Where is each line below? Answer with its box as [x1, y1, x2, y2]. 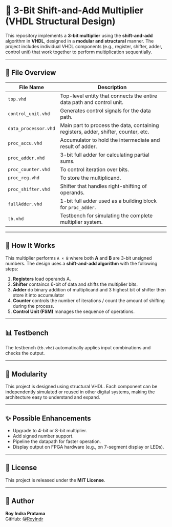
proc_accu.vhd [8, 140, 42, 146]
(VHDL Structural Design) [5, 15, 116, 27]
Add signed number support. [12, 433, 74, 439]
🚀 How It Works [5, 241, 55, 250]
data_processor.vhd [8, 125, 55, 131]
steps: [5, 266, 18, 272]
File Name [18, 83, 45, 91]
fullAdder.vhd [8, 201, 42, 207]
